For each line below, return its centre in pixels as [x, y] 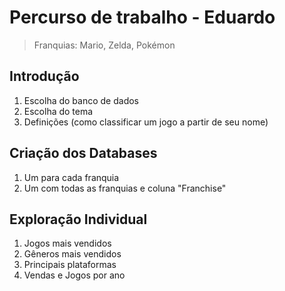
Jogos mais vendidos [67, 243]
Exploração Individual [78, 219]
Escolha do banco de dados [81, 100]
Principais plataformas [70, 265]
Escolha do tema [58, 111]
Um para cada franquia [71, 177]
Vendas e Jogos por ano [74, 275]
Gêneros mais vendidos [72, 254]
